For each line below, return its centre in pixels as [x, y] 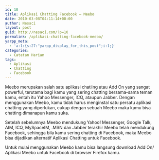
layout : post [18, 28]
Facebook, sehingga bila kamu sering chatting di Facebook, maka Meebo [78, 133]
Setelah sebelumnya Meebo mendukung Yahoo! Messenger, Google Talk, [79, 122]
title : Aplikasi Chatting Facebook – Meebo [50, 14]
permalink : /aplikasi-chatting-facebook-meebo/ [54, 37]
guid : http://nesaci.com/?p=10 [37, 32]
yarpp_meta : [17, 41]
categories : [17, 50]
